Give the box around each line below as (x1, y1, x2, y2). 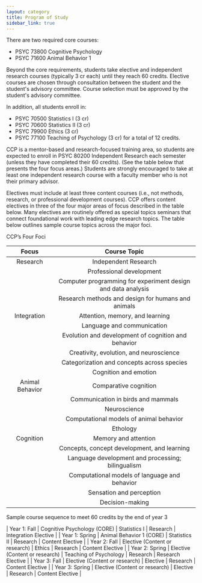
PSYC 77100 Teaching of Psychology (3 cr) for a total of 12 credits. (14, 134, 180, 141)
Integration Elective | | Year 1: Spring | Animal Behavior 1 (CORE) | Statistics (6, 532, 192, 539)
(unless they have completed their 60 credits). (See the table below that (6, 159, 184, 166)
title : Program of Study (6, 14, 69, 20)
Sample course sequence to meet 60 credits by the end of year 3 (6, 514, 168, 521)
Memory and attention (93, 434, 156, 443)
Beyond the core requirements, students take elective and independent (6, 66, 182, 73)
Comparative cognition (92, 381, 157, 390)
